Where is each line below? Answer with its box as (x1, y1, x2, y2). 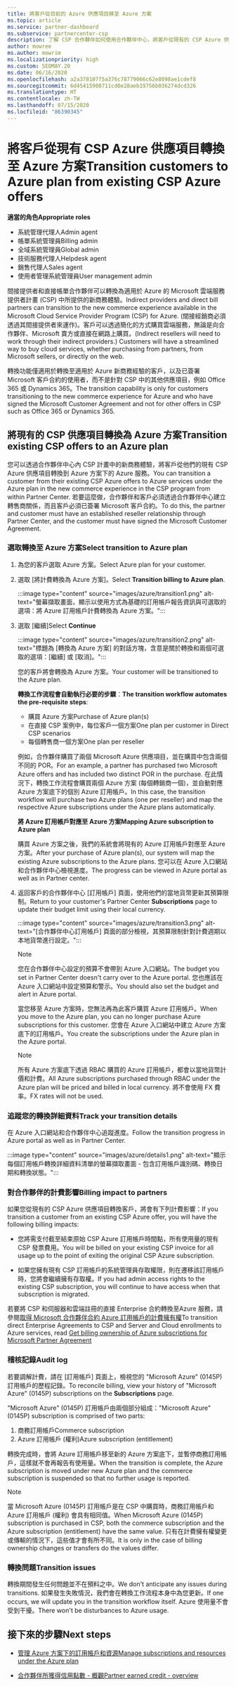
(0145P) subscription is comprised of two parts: (7, 1411, 145, 1420)
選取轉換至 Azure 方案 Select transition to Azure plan (7, 543, 188, 552)
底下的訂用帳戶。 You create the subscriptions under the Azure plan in (17, 1029, 220, 1037)
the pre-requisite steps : (17, 697, 88, 706)
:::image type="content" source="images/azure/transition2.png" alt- (17, 635, 216, 644)
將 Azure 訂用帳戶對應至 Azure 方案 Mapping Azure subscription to (17, 817, 214, 826)
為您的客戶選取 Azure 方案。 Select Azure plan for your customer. (17, 560, 206, 569)
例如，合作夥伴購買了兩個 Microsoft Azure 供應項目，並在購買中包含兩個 (17, 752, 228, 760)
